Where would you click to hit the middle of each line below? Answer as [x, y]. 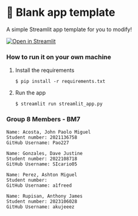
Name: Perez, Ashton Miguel [42, 175]
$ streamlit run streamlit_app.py [59, 104]
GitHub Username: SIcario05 [42, 164]
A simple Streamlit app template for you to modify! [69, 29]
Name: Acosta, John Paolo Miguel [49, 132]
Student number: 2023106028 [42, 201]
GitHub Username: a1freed [39, 185]
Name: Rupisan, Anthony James [45, 196]
